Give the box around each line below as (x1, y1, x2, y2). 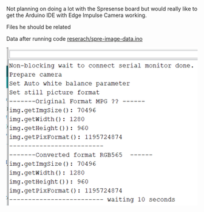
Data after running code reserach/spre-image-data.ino (6, 35, 143, 42)
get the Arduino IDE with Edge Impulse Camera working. (6, 12, 147, 19)
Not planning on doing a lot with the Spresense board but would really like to (6, 5, 198, 12)
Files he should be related (6, 24, 71, 30)
